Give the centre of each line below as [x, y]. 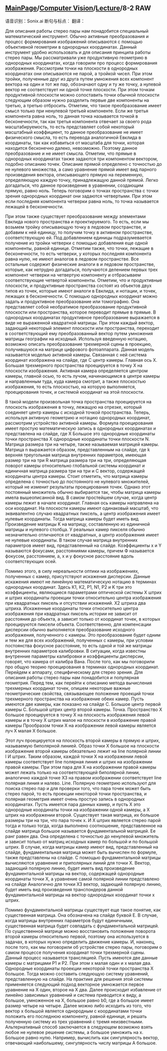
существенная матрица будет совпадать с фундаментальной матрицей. [82, 926]
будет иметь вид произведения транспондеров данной [64, 889]
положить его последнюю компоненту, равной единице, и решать [76, 1016]
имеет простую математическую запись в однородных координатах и [81, 428]
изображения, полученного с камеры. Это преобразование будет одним [83, 635]
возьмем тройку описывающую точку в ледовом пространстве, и [76, 227]
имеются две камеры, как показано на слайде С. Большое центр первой [83, 704]
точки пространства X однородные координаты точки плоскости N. [78, 439]
